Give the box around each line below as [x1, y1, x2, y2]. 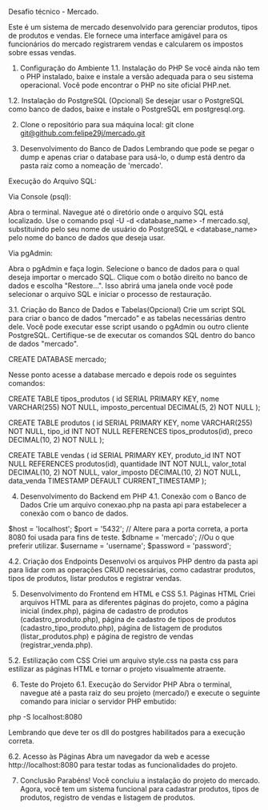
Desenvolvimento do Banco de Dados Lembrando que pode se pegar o [19, 144, 254, 153]
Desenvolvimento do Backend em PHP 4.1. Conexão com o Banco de [19, 491, 246, 501]
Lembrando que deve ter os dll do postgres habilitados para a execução [8, 728, 246, 737]
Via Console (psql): [8, 192, 72, 201]
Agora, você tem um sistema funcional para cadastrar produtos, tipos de [19, 784, 260, 793]
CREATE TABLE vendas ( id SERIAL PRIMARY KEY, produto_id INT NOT [8, 451, 242, 459]
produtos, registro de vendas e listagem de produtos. [19, 792, 196, 802]
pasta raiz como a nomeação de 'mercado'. [19, 161, 163, 170]
